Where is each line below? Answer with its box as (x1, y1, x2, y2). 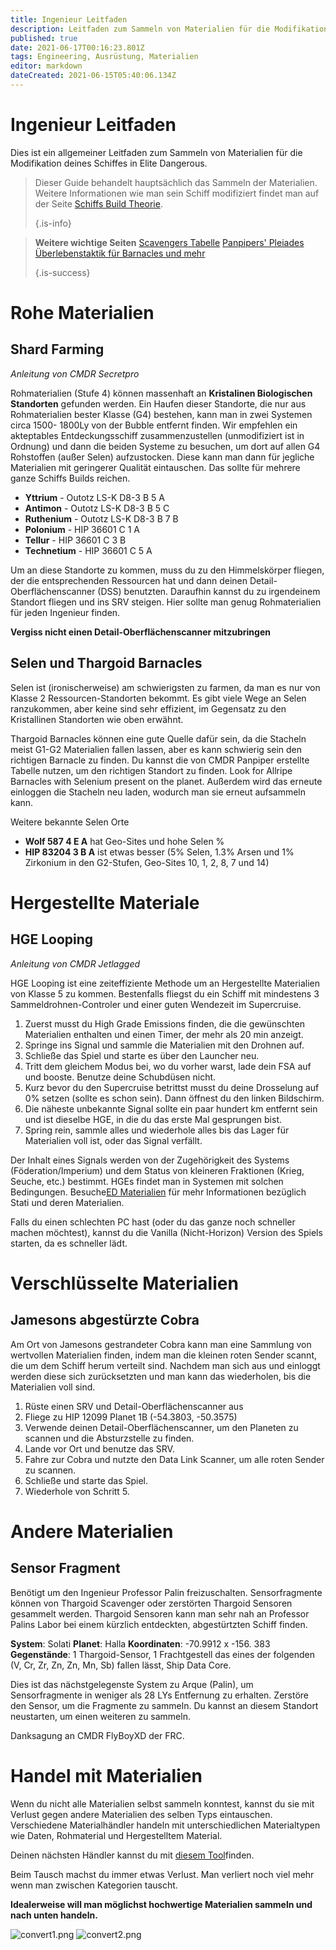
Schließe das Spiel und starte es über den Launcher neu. (24, 1049, 260, 1061)
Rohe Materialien (10, 302, 155, 324)
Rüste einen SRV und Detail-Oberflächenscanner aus (24, 1400, 244, 1412)
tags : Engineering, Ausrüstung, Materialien (10, 52, 199, 62)
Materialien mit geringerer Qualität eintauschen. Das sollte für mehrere (10, 461, 301, 473)
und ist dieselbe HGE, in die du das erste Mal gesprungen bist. (24, 1113, 282, 1125)
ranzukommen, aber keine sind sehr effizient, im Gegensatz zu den (10, 702, 287, 715)
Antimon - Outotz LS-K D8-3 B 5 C (24, 502, 170, 514)
